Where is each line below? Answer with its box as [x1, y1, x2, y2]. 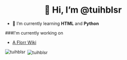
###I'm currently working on [5, 30, 63, 36]
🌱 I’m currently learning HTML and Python [12, 20, 99, 26]
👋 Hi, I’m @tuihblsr [44, 4, 122, 16]
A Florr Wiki [12, 39, 37, 45]
